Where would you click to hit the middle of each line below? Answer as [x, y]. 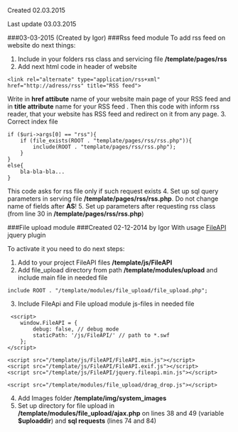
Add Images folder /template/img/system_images [92, 398]
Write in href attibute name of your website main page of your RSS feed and [119, 99]
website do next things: [42, 45]
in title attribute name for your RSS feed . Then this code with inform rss [114, 106]
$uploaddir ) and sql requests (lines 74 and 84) [87, 421]
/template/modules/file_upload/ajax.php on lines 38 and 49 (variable [121, 413]
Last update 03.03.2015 [42, 24]
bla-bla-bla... [43, 172]
